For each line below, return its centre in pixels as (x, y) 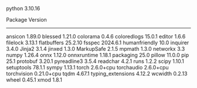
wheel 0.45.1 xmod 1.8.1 (34, 80)
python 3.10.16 (23, 8)
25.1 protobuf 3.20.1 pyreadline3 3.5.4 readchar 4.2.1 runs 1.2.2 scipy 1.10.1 (95, 61)
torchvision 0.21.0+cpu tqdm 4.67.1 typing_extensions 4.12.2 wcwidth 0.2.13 (97, 73)
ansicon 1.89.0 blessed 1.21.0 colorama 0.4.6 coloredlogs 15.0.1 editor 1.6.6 (96, 36)
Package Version (26, 20)
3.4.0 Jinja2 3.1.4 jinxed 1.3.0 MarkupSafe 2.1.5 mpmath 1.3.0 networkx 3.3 (96, 49)
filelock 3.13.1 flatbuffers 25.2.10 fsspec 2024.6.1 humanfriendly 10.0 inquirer (98, 43)
